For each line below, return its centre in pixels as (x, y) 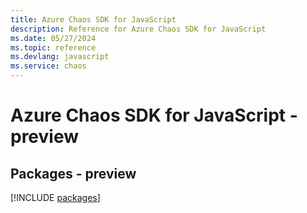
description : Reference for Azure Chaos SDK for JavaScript (138, 29)
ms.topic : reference (53, 47)
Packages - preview (73, 173)
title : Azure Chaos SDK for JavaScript (93, 19)
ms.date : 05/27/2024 (53, 38)
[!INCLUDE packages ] (55, 197)
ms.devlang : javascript (60, 57)
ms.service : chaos (48, 66)
